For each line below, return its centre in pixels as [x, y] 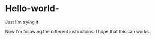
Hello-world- [32, 9]
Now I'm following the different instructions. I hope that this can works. [77, 31]
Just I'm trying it [22, 22]
